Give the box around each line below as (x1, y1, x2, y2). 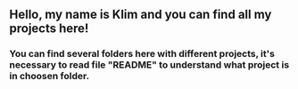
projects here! (9, 21, 89, 36)
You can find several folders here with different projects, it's (9, 48, 275, 61)
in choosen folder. (9, 70, 90, 83)
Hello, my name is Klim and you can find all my (9, 7, 272, 22)
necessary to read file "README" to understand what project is (9, 59, 290, 71)
